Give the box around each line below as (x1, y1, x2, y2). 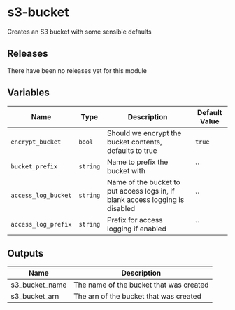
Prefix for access (107, 215, 163, 224)
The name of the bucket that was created (73, 280, 209, 290)
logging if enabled (107, 224, 166, 234)
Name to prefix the (107, 157, 169, 167)
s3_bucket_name (10, 280, 67, 290)
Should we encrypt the (107, 128, 182, 137)
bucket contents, (107, 137, 162, 147)
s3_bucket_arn (10, 292, 59, 302)
